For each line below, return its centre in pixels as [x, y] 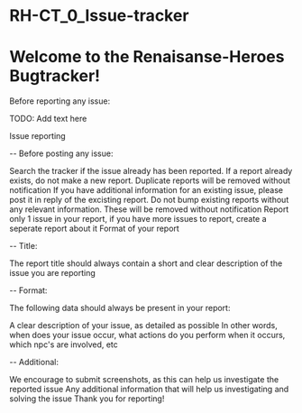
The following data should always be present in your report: [120, 308]
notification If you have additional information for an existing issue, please [146, 190]
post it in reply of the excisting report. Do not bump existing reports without [149, 200]
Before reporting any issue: [60, 101]
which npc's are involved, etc [64, 344]
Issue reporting [37, 136]
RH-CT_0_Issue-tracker [99, 16]
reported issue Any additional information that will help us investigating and [149, 390]
